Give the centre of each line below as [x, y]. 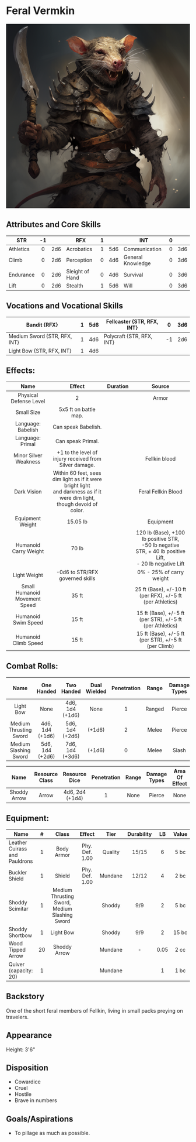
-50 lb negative [160, 545]
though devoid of [77, 504]
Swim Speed [28, 622]
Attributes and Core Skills [53, 224]
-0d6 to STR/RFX [77, 572]
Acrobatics [79, 249]
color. [77, 510]
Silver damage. [77, 465]
